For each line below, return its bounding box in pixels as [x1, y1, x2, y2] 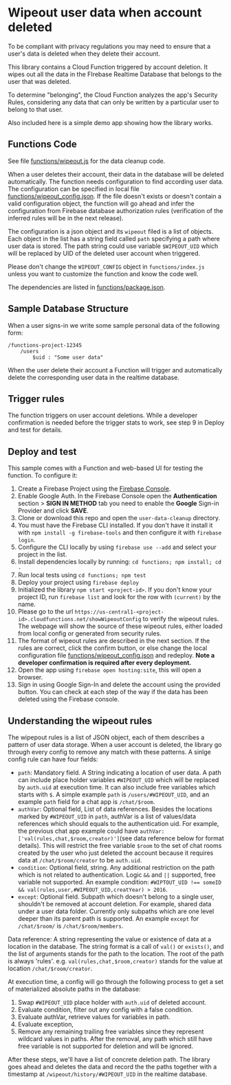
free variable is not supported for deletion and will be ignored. [17, 1042, 193, 1050]
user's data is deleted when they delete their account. [8, 49, 161, 58]
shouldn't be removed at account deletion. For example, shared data [17, 900, 212, 908]
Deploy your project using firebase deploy [17, 579, 140, 587]
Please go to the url [17, 607, 74, 616]
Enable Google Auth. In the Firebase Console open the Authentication [17, 492, 217, 500]
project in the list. [17, 550, 67, 559]
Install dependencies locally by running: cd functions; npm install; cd [17, 558, 222, 566]
